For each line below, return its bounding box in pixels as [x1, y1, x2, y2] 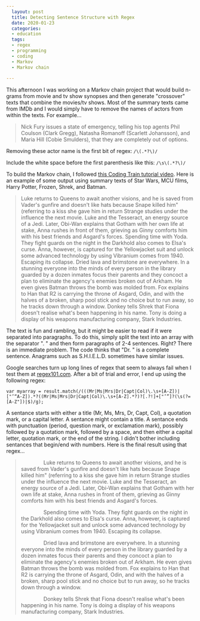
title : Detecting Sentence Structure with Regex [11, 14, 135, 20]
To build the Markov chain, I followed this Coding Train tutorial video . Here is [6, 171, 194, 178]
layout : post [11, 8, 44, 15]
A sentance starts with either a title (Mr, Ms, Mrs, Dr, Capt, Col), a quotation [6, 409, 192, 417]
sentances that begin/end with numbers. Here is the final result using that [6, 441, 187, 448]
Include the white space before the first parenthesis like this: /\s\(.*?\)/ [6, 159, 186, 166]
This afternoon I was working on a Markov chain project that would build [6, 86, 184, 93]
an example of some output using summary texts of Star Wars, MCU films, [6, 177, 189, 184]
